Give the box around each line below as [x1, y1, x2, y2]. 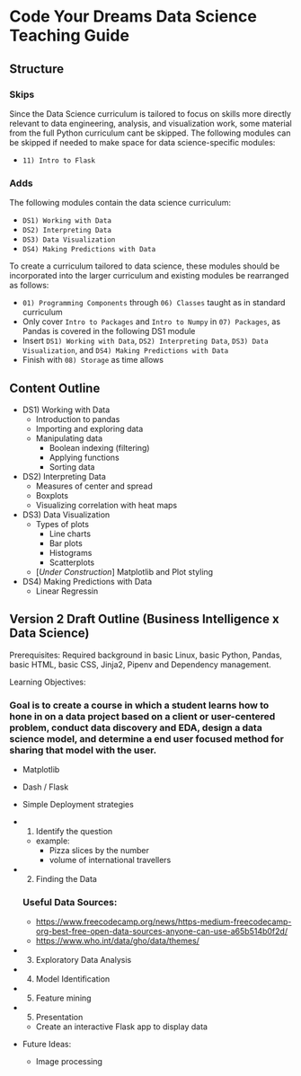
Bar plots [49, 537, 83, 549]
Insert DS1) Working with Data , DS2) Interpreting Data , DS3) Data [22, 335, 269, 347]
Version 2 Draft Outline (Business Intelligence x [9, 612, 280, 627]
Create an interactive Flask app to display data [35, 1021, 208, 1032]
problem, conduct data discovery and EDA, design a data [9, 721, 262, 734]
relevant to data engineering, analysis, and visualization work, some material [9, 118, 292, 128]
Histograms [49, 547, 93, 558]
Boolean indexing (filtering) [49, 442, 150, 453]
